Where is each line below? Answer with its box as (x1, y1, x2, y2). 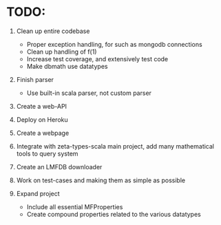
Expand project (16, 189, 60, 197)
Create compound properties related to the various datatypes (26, 210, 201, 218)
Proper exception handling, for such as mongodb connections (26, 40, 202, 48)
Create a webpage (16, 129, 70, 137)
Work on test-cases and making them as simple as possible (16, 176, 186, 184)
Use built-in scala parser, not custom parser (26, 89, 152, 97)
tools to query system (16, 149, 78, 158)
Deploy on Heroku (16, 115, 68, 124)
